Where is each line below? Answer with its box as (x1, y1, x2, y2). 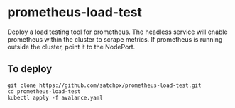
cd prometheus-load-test (7, 88, 81, 95)
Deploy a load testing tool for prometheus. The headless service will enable (7, 28, 229, 36)
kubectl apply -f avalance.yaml (7, 94, 103, 101)
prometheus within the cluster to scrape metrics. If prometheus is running (7, 35, 223, 43)
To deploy (7, 63, 53, 75)
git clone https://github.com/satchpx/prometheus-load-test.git (7, 82, 202, 89)
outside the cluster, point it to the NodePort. (7, 42, 136, 51)
